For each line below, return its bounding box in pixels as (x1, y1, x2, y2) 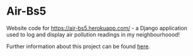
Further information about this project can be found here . (6, 43, 150, 50)
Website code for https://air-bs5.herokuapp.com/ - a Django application (6, 24, 188, 32)
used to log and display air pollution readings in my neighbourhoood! (6, 30, 180, 38)
